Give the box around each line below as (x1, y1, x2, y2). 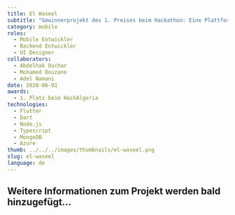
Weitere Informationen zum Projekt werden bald (7, 186, 221, 198)
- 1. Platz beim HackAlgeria (13, 95, 99, 102)
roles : (7, 29, 27, 37)
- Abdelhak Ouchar (13, 62, 68, 69)
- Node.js (13, 120, 42, 128)
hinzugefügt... (7, 196, 72, 208)
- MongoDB (13, 133, 42, 140)
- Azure (13, 140, 36, 147)
